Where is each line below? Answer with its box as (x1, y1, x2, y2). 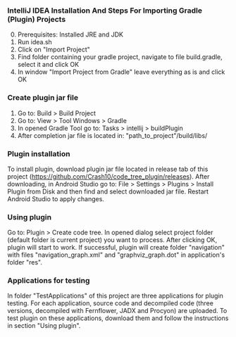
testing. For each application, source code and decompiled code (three (7, 299, 213, 307)
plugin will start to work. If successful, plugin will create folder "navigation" (7, 243, 225, 252)
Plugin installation (7, 148, 70, 158)
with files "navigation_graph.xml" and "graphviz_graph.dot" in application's (7, 250, 225, 259)
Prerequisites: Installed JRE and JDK (17, 30, 124, 39)
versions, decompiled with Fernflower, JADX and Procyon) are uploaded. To (7, 307, 228, 315)
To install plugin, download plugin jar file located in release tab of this (7, 165, 209, 173)
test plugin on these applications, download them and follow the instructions (7, 314, 229, 322)
